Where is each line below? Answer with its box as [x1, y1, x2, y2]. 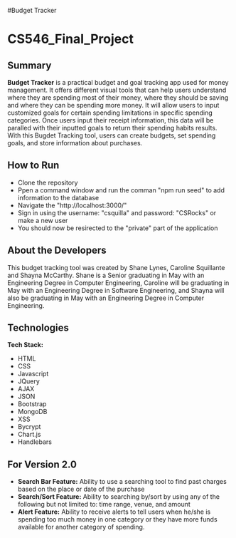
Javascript [17, 370, 49, 378]
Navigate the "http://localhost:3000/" [17, 201, 127, 209]
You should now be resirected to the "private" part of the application [17, 224, 218, 232]
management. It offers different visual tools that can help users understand [7, 86, 227, 94]
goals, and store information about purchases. [7, 139, 143, 147]
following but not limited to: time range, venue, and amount [17, 500, 191, 509]
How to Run [7, 160, 60, 172]
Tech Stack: [7, 341, 44, 349]
